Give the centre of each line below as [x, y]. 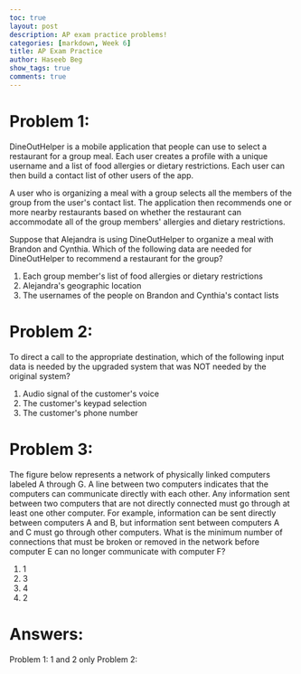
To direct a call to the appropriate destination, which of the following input [147, 356]
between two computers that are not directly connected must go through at [150, 503]
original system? [40, 375]
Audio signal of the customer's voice [91, 394]
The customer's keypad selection [85, 403]
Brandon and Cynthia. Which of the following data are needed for [131, 249]
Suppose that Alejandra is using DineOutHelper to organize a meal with [141, 239]
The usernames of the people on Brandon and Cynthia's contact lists [150, 295]
